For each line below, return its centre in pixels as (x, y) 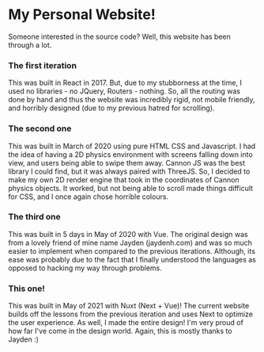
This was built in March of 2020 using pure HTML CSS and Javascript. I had (132, 146)
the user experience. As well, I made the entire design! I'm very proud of (126, 323)
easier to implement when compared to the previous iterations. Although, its (132, 251)
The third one (34, 217)
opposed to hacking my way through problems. (85, 268)
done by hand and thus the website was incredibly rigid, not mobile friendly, (132, 100)
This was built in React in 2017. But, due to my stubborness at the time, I (125, 83)
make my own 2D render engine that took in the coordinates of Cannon (124, 179)
